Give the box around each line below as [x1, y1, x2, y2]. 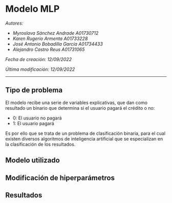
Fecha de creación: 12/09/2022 [5, 56, 72, 62]
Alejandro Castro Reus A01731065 [12, 46, 85, 52]
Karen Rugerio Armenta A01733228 [12, 35, 88, 42]
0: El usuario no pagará [12, 115, 62, 121]
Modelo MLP [5, 3, 60, 15]
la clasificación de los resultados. [5, 141, 76, 147]
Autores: [5, 20, 24, 26]
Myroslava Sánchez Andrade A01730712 [12, 30, 99, 36]
